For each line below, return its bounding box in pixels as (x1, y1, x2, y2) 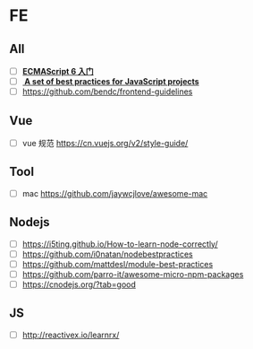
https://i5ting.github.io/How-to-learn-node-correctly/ (21, 239, 218, 249)
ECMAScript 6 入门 (21, 66, 94, 76)
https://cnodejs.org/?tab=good (21, 279, 137, 290)
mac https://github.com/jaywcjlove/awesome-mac (21, 188, 208, 198)
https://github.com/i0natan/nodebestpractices (21, 249, 194, 259)
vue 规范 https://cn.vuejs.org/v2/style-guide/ (21, 138, 189, 148)
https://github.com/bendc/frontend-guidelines (21, 86, 193, 97)
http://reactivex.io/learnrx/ (21, 329, 120, 340)
